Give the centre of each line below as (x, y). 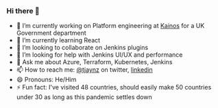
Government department (51, 33)
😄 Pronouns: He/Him (46, 80)
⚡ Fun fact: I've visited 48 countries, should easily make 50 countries (114, 87)
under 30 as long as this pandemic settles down (84, 97)
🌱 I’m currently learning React (58, 40)
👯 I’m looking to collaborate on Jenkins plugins (82, 48)
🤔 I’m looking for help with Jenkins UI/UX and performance (99, 55)
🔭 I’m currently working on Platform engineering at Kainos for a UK (110, 26)
